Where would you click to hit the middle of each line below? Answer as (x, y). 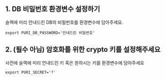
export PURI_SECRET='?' (31, 72)
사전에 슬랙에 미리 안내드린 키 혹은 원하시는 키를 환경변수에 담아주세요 (75, 63)
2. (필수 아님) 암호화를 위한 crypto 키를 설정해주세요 (83, 50)
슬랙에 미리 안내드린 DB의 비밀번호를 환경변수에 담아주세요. (64, 22)
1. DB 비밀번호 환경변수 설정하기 (53, 9)
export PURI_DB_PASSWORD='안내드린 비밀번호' (50, 33)
